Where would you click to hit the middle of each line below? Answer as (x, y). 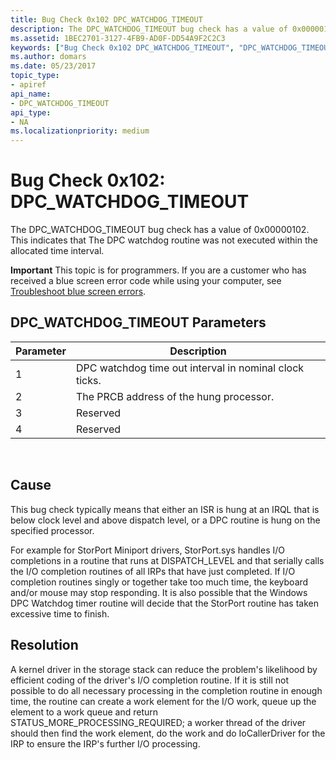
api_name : (31, 94)
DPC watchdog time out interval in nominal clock (190, 368)
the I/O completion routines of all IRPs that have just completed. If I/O (153, 571)
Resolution (44, 645)
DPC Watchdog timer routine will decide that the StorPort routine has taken (164, 603)
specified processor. (52, 530)
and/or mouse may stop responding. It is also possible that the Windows (159, 592)
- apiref (28, 85)
